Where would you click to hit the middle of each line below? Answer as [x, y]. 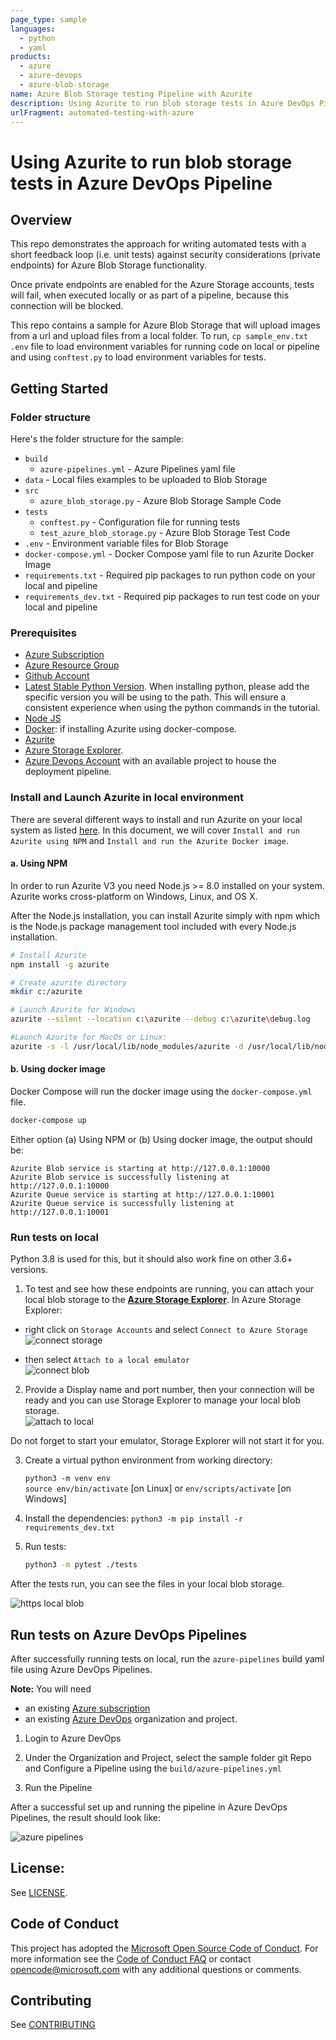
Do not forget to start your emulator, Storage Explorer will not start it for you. [167, 1441]
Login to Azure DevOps [73, 1738]
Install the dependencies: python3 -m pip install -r [134, 1518]
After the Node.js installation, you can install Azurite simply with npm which [165, 915]
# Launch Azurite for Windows [73, 1010]
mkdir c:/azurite [46, 992]
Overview [41, 219]
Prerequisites [43, 633]
